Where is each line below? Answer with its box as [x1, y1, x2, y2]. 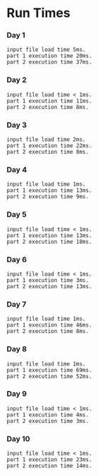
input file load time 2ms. [6, 136, 86, 143]
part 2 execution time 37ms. [6, 59, 92, 66]
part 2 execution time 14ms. [6, 463, 92, 470]
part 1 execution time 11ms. [6, 97, 92, 104]
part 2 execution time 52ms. [6, 373, 92, 380]
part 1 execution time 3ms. [6, 276, 90, 284]
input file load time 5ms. [6, 46, 86, 54]
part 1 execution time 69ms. [6, 366, 92, 373]
